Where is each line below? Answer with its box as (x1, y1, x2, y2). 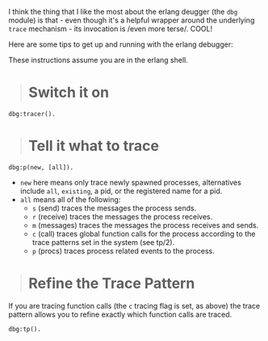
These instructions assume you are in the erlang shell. (8, 56, 188, 64)
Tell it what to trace (27, 137, 160, 156)
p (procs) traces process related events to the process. (31, 246, 216, 256)
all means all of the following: (19, 194, 121, 204)
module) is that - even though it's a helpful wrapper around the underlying (8, 15, 255, 25)
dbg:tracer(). (8, 110, 57, 118)
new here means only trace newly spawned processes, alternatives (19, 177, 242, 187)
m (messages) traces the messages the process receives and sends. (31, 220, 259, 230)
